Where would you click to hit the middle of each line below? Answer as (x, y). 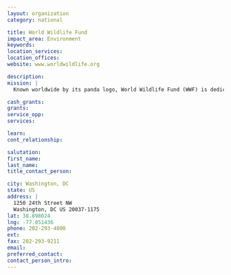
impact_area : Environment (44, 38)
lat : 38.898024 (29, 216)
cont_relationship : (35, 140)
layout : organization (38, 13)
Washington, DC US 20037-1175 (56, 209)
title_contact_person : (40, 172)
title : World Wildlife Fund (47, 32)
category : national (35, 20)
